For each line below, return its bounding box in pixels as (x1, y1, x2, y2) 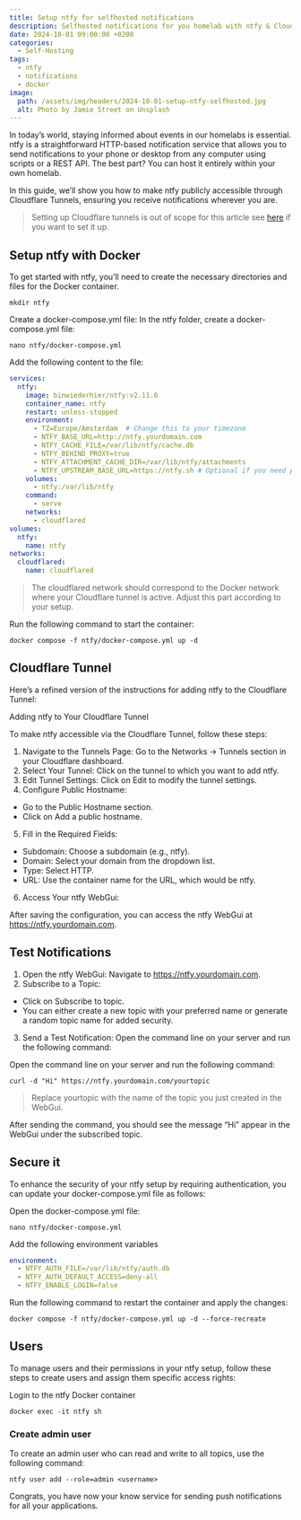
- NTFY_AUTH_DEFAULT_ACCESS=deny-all (17, 1272, 159, 1282)
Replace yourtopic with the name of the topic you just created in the (30, 1092, 282, 1103)
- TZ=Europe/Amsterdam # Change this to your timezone (32, 424, 246, 434)
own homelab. (9, 168, 62, 179)
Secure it (9, 1155, 61, 1170)
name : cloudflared (25, 567, 94, 575)
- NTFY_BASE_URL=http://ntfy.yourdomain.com (32, 433, 202, 442)
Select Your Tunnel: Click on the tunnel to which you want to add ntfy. (21, 765, 279, 776)
